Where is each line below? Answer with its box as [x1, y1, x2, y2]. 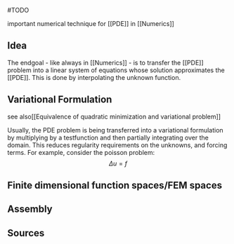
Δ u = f [108, 159, 128, 168]
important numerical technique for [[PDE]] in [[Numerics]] [7, 20, 174, 27]
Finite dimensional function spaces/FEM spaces [7, 179, 223, 191]
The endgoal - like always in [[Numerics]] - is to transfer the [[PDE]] [7, 58, 204, 67]
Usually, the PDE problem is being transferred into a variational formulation [7, 126, 223, 134]
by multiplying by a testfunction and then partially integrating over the [7, 133, 209, 142]
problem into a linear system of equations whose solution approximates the [7, 66, 225, 74]
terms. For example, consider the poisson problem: [7, 148, 155, 156]
